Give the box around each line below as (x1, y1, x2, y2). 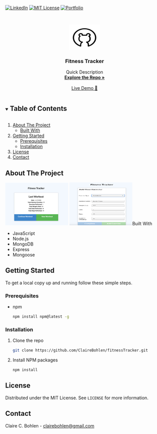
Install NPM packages (12, 357, 58, 363)
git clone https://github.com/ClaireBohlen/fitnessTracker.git (12, 348, 148, 353)
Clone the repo (12, 338, 44, 344)
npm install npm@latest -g (12, 314, 69, 320)
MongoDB (12, 241, 34, 247)
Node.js (12, 235, 29, 241)
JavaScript (12, 230, 35, 236)
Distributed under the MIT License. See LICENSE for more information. (5, 395, 148, 401)
